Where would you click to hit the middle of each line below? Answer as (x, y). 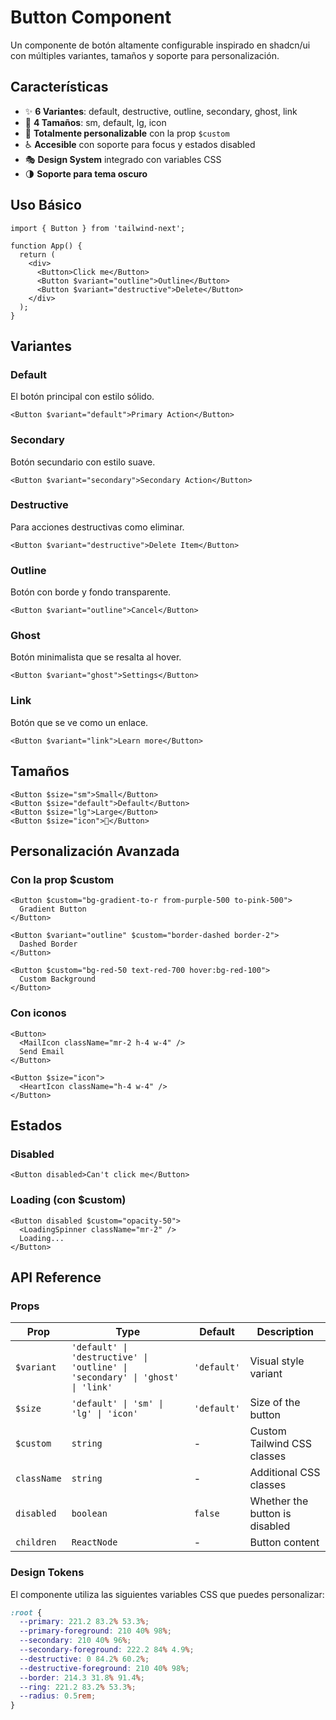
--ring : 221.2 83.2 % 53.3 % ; (78, 1687)
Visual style (277, 1361)
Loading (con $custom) (68, 1200)
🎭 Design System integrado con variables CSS (123, 159)
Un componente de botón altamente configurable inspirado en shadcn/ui (160, 45)
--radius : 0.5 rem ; (58, 1696)
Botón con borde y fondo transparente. (91, 592)
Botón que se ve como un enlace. (79, 722)
